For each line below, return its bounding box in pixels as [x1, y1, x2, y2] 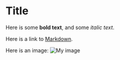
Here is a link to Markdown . [5, 35, 73, 42]
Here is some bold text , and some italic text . [5, 24, 115, 31]
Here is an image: [5, 46, 49, 54]
